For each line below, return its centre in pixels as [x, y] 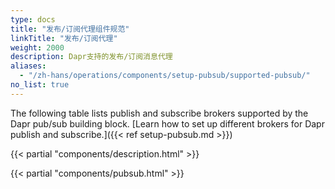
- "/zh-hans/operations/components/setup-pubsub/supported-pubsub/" [165, 76]
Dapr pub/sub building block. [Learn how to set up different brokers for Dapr [167, 123]
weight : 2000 [37, 47]
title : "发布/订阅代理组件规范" [70, 29]
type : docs [33, 19]
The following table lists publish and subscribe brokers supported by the [159, 113]
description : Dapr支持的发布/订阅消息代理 [91, 57]
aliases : [28, 66]
